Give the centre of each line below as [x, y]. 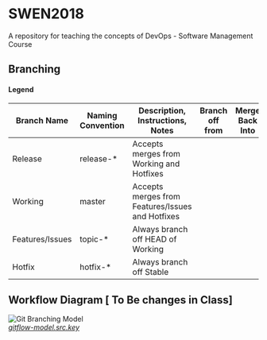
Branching [35, 70]
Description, [162, 110]
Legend [21, 89]
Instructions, [162, 120]
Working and [156, 164]
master [92, 201]
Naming [102, 115]
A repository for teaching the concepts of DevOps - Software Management [131, 36]
